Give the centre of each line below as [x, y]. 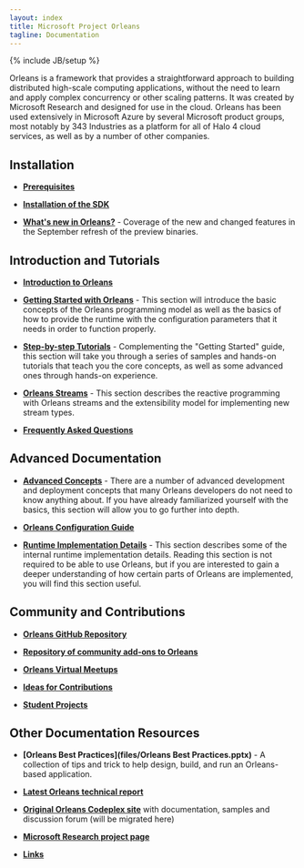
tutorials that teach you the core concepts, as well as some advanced [153, 366]
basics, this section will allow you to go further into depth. [131, 510]
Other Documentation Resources [105, 733]
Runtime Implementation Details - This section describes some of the [155, 545]
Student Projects [55, 704]
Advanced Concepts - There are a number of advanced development [153, 480]
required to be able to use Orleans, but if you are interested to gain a [151, 564]
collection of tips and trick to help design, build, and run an [133, 764]
